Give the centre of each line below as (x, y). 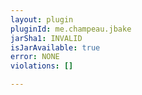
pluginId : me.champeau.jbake (71, 29)
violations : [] (42, 66)
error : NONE (35, 57)
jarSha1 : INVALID (46, 38)
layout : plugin (42, 19)
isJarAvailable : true (55, 47)
